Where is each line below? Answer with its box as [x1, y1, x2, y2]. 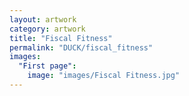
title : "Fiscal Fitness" [9, 33, 113, 43]
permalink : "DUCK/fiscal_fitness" [9, 42, 154, 53]
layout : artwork [9, 14, 77, 25]
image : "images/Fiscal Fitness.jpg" [27, 71, 181, 81]
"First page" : [18, 61, 77, 71]
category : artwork [9, 24, 86, 34]
